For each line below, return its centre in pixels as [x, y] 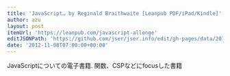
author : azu [24, 20]
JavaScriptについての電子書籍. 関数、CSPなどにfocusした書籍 [95, 65]
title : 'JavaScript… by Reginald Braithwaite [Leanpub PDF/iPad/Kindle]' [115, 13]
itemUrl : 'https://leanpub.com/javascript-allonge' [82, 33]
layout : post [26, 26]
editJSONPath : [27, 39]
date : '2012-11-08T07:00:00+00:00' [58, 45]
